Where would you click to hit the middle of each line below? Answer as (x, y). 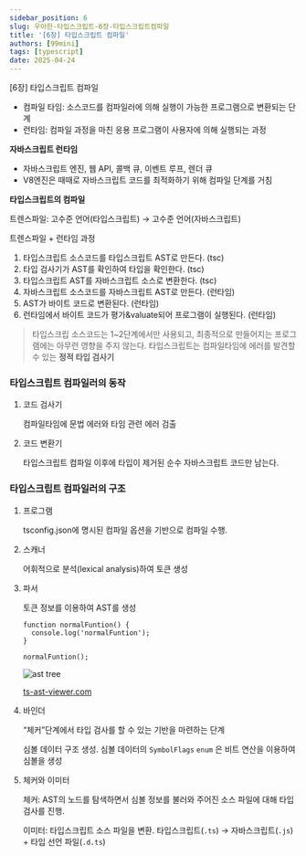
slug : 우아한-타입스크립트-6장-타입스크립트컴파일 (90, 26)
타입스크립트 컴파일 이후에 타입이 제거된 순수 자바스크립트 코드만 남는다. (151, 463)
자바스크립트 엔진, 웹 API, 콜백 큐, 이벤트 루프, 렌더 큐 (117, 169)
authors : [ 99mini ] (44, 43)
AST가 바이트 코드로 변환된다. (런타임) (91, 303)
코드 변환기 (42, 443)
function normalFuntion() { (76, 625)
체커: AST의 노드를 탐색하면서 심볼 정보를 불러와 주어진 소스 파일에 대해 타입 (158, 799)
